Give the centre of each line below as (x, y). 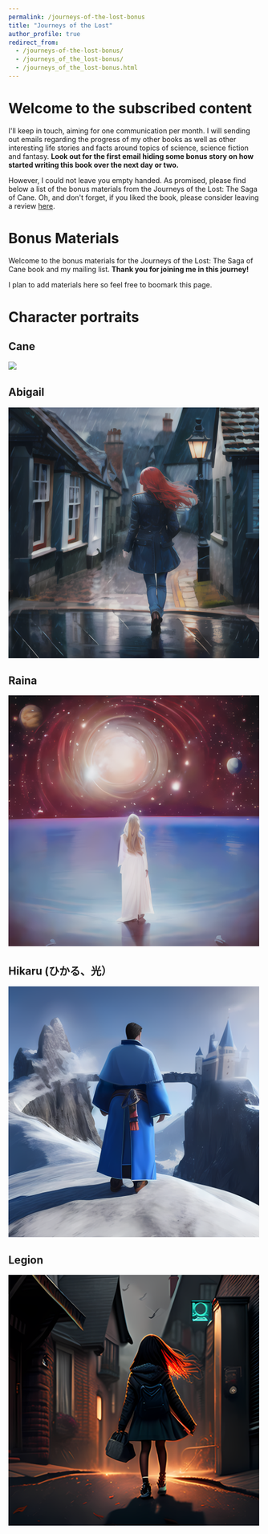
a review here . (32, 205)
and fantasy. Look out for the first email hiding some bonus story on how (131, 156)
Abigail (26, 392)
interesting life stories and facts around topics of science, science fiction (128, 148)
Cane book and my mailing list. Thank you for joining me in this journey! (129, 269)
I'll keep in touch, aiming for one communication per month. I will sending (129, 130)
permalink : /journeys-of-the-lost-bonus (77, 17)
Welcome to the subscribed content (130, 109)
